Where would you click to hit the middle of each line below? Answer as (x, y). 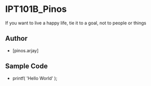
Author (16, 39)
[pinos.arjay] (25, 50)
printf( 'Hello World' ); (35, 78)
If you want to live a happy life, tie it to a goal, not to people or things (76, 23)
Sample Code (26, 66)
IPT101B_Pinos (36, 9)
